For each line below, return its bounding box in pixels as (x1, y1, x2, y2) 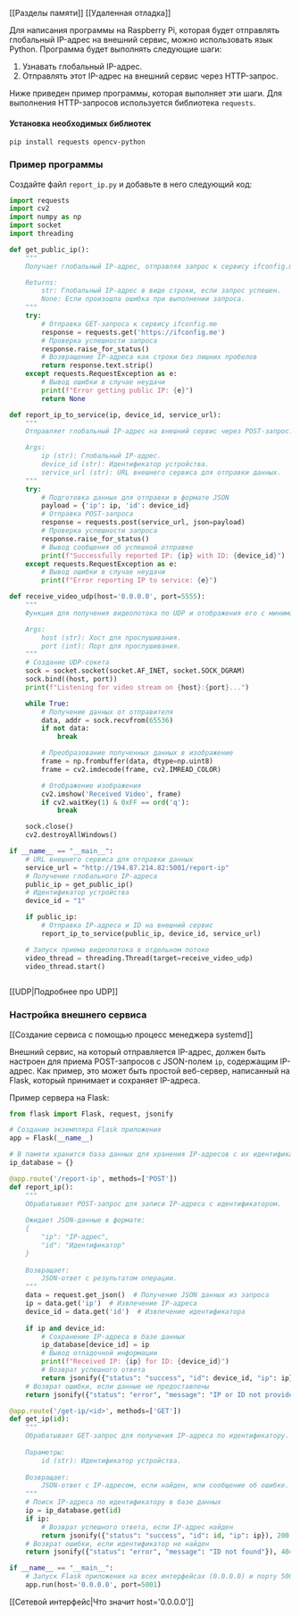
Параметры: (25, 1447, 66, 1457)
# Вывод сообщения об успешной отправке (41, 542, 194, 552)
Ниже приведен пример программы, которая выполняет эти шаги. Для (9, 88, 283, 98)
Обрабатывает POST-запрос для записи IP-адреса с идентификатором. (25, 1199, 281, 1209)
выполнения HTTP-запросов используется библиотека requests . (9, 97, 256, 108)
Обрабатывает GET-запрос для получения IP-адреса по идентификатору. (25, 1431, 290, 1441)
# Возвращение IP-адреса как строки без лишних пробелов (41, 353, 257, 362)
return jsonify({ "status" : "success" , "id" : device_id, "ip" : (41, 1373, 278, 1383)
